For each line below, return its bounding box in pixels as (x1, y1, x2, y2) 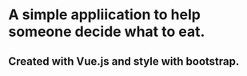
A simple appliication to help (8, 6, 201, 24)
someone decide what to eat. (8, 22, 205, 41)
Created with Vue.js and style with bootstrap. (8, 54, 240, 68)
